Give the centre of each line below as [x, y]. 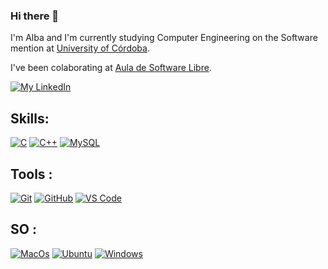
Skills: [30, 118]
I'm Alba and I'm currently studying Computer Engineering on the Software [164, 38]
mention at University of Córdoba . [80, 48]
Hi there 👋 [35, 16]
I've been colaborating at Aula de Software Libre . [111, 68]
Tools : [31, 174]
